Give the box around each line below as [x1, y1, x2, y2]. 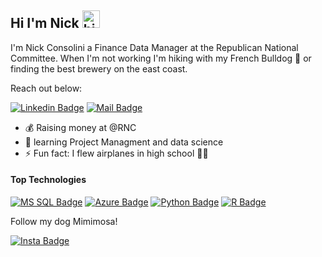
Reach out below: [10, 82, 83, 94]
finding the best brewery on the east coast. [10, 62, 188, 75]
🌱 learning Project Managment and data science [24, 136, 224, 148]
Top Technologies [10, 174, 87, 186]
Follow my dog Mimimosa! [10, 216, 118, 228]
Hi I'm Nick [10, 15, 80, 32]
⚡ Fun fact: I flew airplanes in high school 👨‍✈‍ [24, 147, 209, 159]
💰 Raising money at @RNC [24, 121, 137, 133]
